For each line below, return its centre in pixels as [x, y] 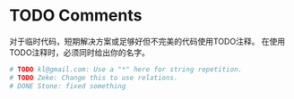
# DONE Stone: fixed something [68, 86]
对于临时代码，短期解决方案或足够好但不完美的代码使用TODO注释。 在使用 [147, 41]
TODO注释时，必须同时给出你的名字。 [80, 52]
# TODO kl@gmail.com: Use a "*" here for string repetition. [126, 69]
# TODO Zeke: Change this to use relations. [94, 78]
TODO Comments [76, 16]
